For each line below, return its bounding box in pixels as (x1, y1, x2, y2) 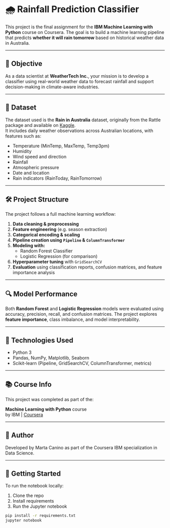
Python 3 (12, 349, 32, 355)
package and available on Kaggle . (5, 122, 76, 128)
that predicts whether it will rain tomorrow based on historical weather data (5, 35, 164, 41)
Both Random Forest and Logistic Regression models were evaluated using (5, 306, 164, 312)
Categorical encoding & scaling (12, 232, 80, 238)
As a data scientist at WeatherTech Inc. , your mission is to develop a (5, 73, 149, 79)
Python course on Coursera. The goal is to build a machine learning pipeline (5, 29, 164, 35)
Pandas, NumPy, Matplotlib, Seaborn (12, 355, 90, 360)
